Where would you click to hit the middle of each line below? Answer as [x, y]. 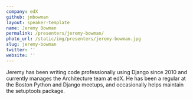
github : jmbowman [27, 17]
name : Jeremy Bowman [32, 28]
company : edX [22, 11]
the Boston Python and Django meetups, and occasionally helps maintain [95, 84]
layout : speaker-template [38, 22]
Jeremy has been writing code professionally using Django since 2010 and [97, 72]
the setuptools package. [35, 91]
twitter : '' [21, 50]
